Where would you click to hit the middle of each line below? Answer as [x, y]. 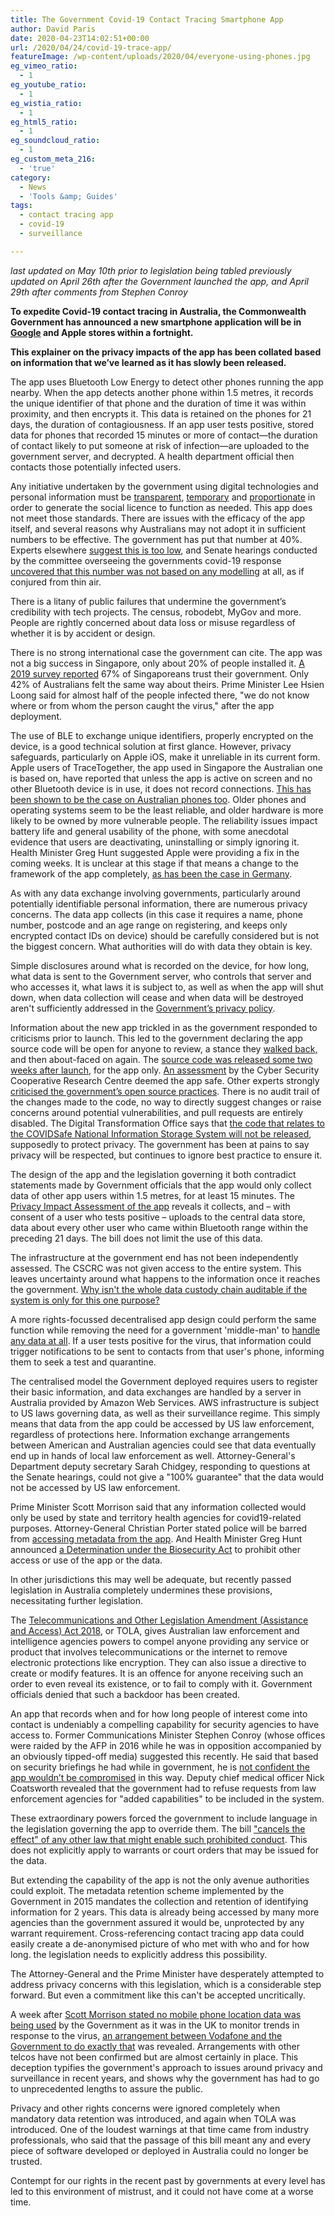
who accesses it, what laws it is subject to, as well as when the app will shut [167, 987]
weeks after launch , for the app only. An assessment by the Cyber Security [165, 1070]
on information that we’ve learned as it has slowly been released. [148, 362]
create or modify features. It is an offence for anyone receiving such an [157, 1673]
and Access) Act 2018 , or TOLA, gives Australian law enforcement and [155, 1630]
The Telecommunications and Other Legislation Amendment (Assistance [159, 1620]
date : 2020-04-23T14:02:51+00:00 [80, 38]
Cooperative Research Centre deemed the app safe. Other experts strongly [165, 1080]
